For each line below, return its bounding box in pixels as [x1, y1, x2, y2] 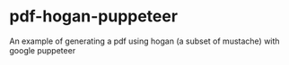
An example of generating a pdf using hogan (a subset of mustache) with [9, 36, 280, 46]
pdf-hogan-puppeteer [9, 6, 178, 27]
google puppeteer [9, 45, 76, 55]
